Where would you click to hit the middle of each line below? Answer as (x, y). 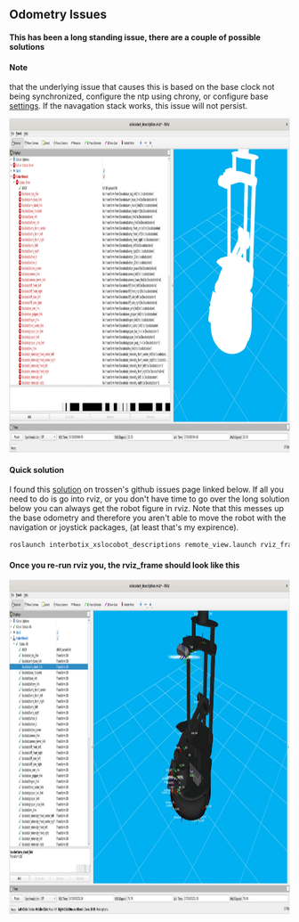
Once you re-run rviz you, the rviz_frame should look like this (125, 565)
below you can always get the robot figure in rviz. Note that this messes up (147, 509)
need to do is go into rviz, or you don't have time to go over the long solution (149, 499)
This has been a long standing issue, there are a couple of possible (135, 37)
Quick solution (37, 469)
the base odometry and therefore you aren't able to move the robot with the (148, 518)
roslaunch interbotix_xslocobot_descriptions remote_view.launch (133, 545)
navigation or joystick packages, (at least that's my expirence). (124, 527)
